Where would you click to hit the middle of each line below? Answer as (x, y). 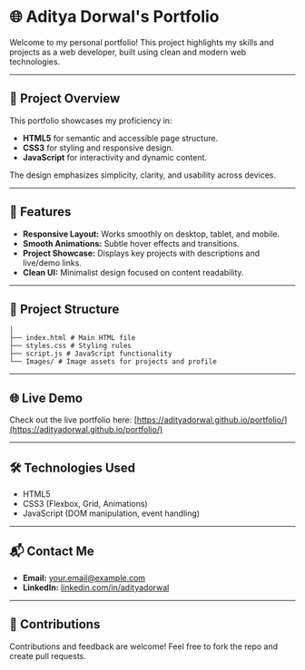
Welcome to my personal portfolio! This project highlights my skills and (142, 42)
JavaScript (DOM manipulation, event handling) (111, 513)
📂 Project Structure (64, 309)
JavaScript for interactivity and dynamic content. (114, 157)
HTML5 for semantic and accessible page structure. (120, 138)
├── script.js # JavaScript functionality (91, 354)
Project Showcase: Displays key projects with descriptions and (141, 253)
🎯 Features (40, 212)
